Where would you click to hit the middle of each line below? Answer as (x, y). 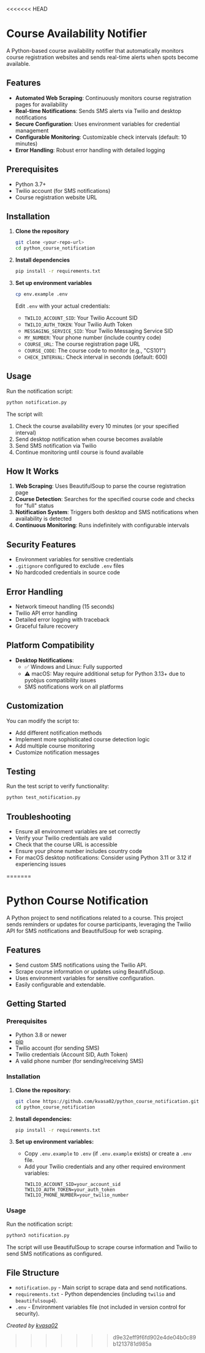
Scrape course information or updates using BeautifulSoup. (90, 971)
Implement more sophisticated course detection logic (82, 739)
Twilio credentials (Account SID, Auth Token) (72, 1054)
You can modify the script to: (43, 720)
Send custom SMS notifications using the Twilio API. (81, 965)
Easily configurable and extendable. (60, 985)
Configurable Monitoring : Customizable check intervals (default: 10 (101, 137)
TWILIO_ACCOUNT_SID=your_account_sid (73, 1185)
